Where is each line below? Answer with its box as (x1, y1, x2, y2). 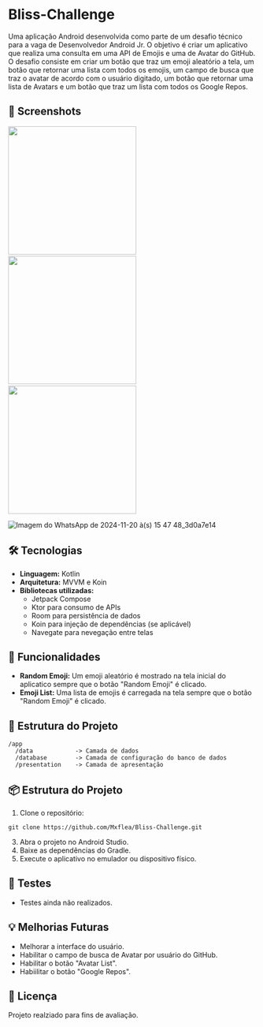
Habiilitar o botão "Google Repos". (19, 966, 131, 976)
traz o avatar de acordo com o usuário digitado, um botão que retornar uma (8, 73, 254, 83)
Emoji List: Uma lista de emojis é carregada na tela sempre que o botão (19, 688, 252, 697)
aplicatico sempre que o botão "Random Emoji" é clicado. (19, 680, 207, 689)
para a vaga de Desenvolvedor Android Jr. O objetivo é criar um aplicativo (8, 39, 248, 49)
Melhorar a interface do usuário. (19, 941, 124, 951)
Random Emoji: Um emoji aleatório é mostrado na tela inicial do (19, 671, 227, 681)
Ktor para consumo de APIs (31, 602, 121, 612)
